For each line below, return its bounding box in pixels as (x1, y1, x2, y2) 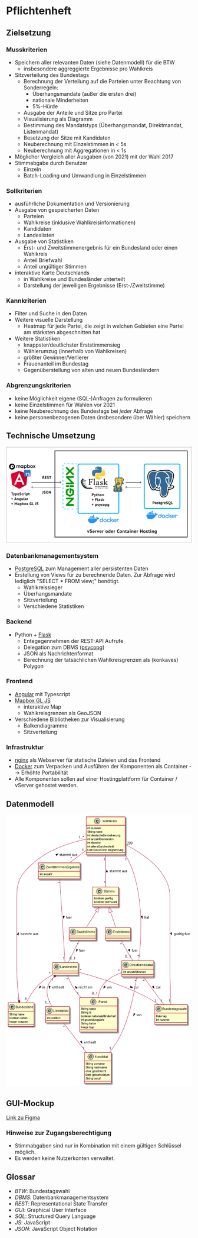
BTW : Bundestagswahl (14, 1188, 70, 1195)
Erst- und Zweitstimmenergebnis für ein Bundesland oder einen (23, 244, 178, 251)
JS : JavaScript (14, 1219, 50, 1226)
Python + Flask (14, 631, 52, 638)
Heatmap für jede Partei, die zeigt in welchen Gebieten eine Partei (23, 322, 184, 329)
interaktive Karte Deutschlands (14, 269, 90, 276)
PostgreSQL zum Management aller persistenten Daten (14, 565, 148, 572)
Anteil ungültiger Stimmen (23, 263, 87, 270)
